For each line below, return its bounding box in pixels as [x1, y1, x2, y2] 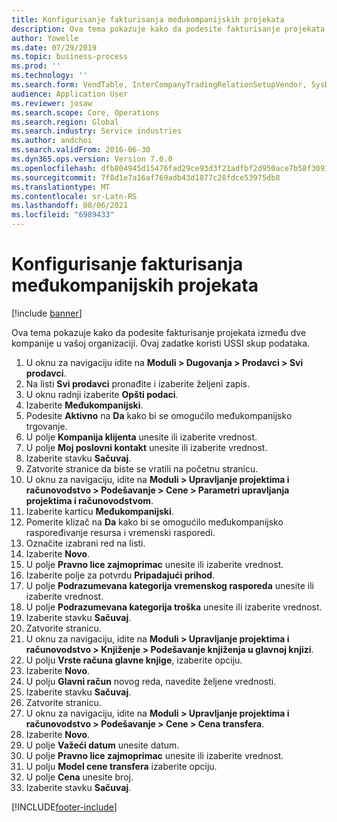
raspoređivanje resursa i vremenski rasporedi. [25, 526, 216, 538]
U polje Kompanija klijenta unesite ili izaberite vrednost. [25, 431, 258, 443]
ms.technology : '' [11, 71, 88, 81]
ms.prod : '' [11, 61, 61, 71]
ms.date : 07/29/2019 [11, 42, 98, 53]
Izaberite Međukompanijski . [25, 399, 144, 411]
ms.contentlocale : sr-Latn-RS [11, 191, 138, 201]
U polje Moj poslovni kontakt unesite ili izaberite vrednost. [25, 441, 268, 453]
